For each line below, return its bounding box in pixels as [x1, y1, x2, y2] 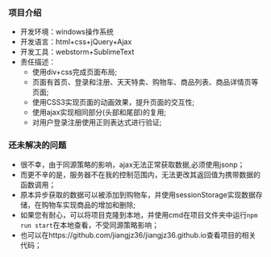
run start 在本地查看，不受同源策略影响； [19, 220, 160, 230]
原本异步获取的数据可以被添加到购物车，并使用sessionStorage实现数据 [19, 189, 256, 199]
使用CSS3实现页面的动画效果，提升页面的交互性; [31, 97, 195, 107]
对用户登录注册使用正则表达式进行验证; [31, 118, 162, 127]
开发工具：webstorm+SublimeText [19, 47, 135, 57]
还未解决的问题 [8, 139, 67, 151]
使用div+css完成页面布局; [31, 67, 118, 77]
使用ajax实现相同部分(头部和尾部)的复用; [31, 107, 167, 118]
